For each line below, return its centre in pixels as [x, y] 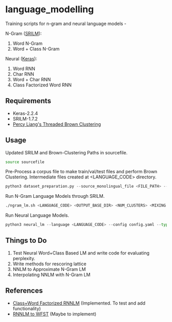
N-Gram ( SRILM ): [24, 33]
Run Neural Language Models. [37, 215]
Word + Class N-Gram [36, 49]
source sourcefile [25, 162]
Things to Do [26, 240]
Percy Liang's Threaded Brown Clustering [57, 124]
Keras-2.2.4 [25, 113]
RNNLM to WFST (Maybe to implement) [55, 314]
